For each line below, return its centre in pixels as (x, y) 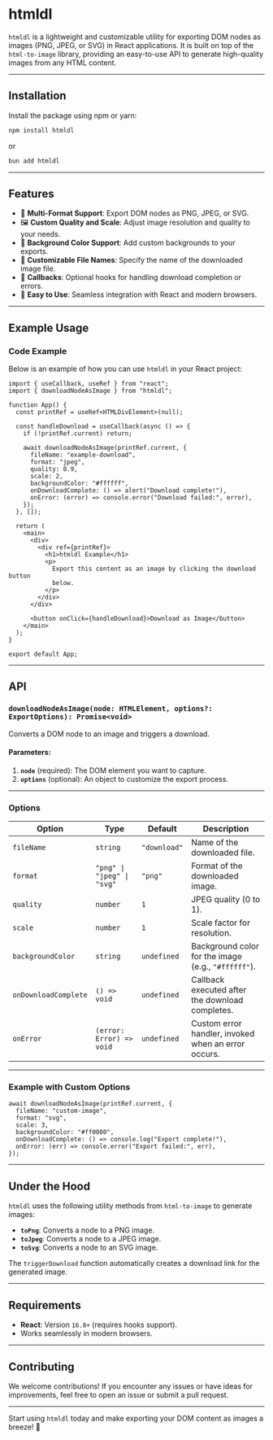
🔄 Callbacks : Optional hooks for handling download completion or (131, 277)
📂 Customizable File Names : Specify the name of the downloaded (132, 260)
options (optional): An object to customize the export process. (124, 779)
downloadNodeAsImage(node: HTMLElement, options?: (110, 709)
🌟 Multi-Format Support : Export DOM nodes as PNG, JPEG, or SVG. (134, 213)
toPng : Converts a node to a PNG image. (87, 1230)
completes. (212, 1010)
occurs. (205, 1054)
